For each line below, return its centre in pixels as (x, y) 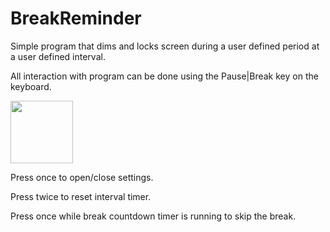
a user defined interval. (58, 56)
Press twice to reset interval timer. (81, 196)
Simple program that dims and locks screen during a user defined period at (165, 46)
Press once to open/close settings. (82, 177)
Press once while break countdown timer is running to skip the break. (153, 216)
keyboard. (31, 86)
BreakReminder (76, 18)
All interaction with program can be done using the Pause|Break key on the (164, 76)
